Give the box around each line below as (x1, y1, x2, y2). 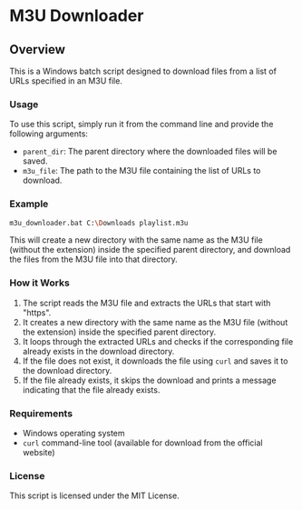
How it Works (9, 276, 70, 289)
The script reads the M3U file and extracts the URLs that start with (22, 297, 271, 308)
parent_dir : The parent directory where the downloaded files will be (22, 146, 278, 157)
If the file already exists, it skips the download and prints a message (22, 375, 277, 385)
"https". (22, 306, 52, 318)
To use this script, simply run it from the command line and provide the (9, 119, 274, 130)
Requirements (9, 406, 73, 419)
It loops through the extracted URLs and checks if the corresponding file (22, 335, 294, 346)
